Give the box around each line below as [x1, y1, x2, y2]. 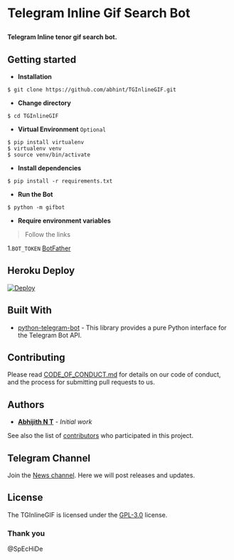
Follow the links [24, 230, 71, 238]
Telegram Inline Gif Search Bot [7, 5, 191, 21]
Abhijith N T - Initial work [17, 417, 92, 426]
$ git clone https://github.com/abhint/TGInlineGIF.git [7, 86, 176, 93]
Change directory [17, 98, 71, 107]
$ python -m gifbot [7, 204, 65, 211]
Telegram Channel [7, 452, 91, 464]
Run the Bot [17, 190, 53, 198]
